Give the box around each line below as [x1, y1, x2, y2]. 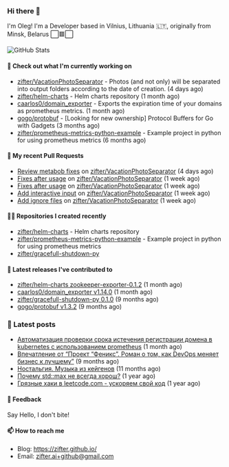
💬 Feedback [7, 395, 42, 403]
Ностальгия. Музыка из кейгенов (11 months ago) [17, 365, 161, 373]
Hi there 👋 [7, 6, 41, 16]
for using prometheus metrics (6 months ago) [17, 136, 146, 144]
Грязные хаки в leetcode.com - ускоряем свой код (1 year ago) [17, 379, 201, 388]
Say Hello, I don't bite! [7, 410, 70, 419]
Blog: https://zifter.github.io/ [17, 444, 98, 453]
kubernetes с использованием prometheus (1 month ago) [17, 343, 182, 351]
